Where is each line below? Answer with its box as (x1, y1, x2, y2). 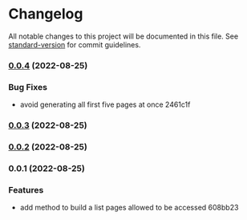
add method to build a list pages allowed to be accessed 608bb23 (19, 202, 239, 213)
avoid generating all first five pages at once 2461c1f (19, 100, 191, 109)
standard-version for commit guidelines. (8, 39, 141, 49)
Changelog (8, 5, 83, 23)
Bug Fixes (8, 81, 48, 92)
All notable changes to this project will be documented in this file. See (8, 31, 239, 41)
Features (8, 184, 44, 195)
